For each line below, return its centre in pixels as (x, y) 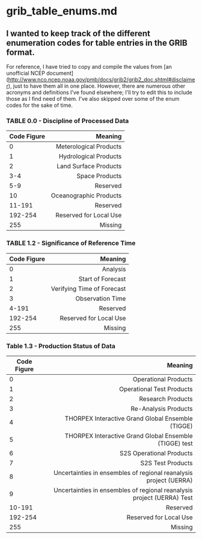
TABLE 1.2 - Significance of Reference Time (71, 243)
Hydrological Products (90, 156)
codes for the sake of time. (40, 105)
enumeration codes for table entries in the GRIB (97, 43)
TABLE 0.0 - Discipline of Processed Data (68, 121)
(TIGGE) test (175, 443)
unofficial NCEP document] (40, 73)
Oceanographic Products (86, 196)
